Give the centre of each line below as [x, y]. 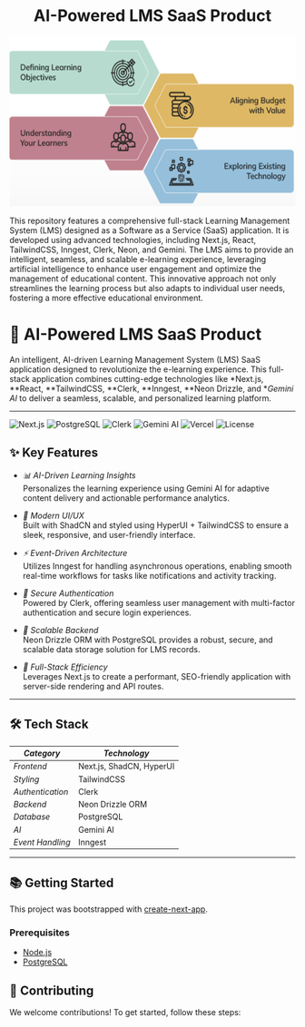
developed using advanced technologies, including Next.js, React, [133, 240]
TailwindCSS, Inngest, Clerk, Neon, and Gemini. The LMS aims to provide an [152, 249]
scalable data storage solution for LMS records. [111, 649]
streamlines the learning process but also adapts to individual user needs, [148, 288]
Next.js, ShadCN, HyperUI [127, 767]
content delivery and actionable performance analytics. [126, 498]
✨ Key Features [54, 453]
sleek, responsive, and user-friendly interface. [109, 534]
